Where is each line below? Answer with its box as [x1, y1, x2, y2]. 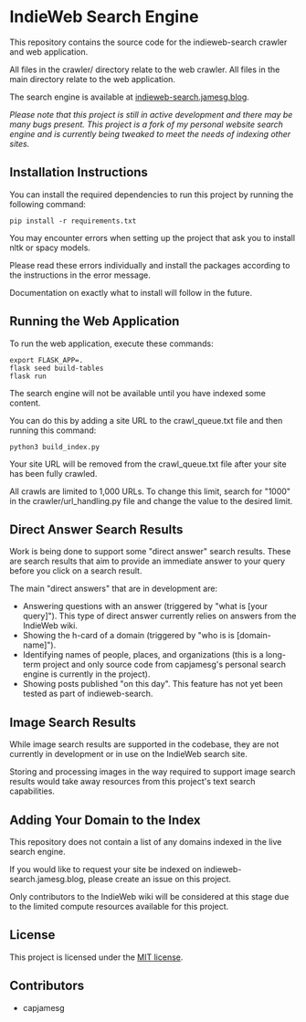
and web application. [9, 46, 89, 57]
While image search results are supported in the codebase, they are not [9, 739, 280, 750]
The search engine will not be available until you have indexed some [9, 387, 267, 398]
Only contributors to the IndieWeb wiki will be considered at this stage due [9, 891, 290, 901]
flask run [9, 372, 47, 381]
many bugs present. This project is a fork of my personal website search [9, 119, 283, 130]
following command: [9, 198, 87, 209]
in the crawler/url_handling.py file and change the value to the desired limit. [9, 495, 293, 506]
